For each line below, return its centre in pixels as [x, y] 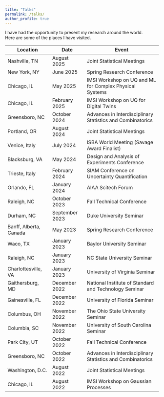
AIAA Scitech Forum [110, 188]
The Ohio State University [116, 311]
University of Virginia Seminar [121, 272]
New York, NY [24, 72]
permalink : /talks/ [25, 14]
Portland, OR [22, 132]
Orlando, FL [21, 188]
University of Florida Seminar [120, 300]
